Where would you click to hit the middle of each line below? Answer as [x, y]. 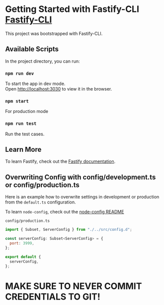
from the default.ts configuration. [41, 202]
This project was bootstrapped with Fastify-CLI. [54, 33]
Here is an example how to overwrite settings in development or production [82, 197]
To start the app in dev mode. [35, 84]
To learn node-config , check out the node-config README [65, 212]
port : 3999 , [22, 243]
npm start [17, 101]
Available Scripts [32, 49]
